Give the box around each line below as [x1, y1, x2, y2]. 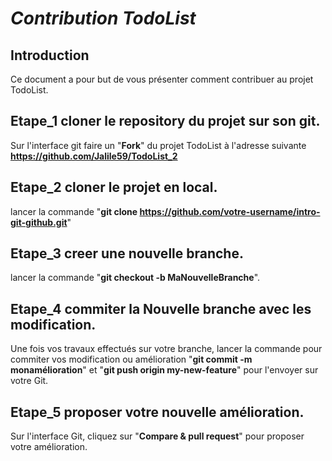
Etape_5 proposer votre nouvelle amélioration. [10, 403, 305, 421]
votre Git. [10, 375, 49, 387]
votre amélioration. [10, 441, 88, 453]
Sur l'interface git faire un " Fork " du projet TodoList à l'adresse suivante [10, 139, 307, 151]
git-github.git [10, 216, 68, 228]
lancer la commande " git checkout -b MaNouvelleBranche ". [10, 272, 261, 284]
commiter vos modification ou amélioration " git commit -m [10, 353, 253, 366]
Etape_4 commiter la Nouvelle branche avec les [10, 300, 312, 317]
